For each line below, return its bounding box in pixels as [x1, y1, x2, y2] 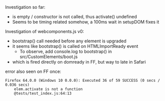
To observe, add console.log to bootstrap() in [19, 49, 112, 54]
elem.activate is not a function [14, 87, 83, 92]
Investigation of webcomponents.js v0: [5, 29, 84, 34]
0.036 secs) [5, 82, 30, 87]
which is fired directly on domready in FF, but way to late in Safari [12, 59, 146, 65]
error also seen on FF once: [5, 68, 62, 74]
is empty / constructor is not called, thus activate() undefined [12, 14, 137, 19]
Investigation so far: [5, 4, 45, 10]
